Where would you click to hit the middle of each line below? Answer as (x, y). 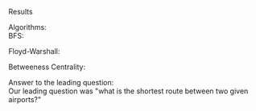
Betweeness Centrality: (47, 67)
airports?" (25, 99)
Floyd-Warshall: (34, 51)
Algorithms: (27, 27)
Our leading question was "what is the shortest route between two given (128, 91)
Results (21, 12)
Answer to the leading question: (61, 82)
